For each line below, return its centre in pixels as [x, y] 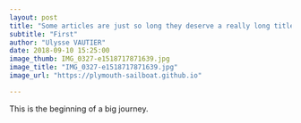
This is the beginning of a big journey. [79, 109]
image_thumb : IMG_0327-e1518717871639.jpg [90, 59]
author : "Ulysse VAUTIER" [57, 42]
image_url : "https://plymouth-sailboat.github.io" [106, 76]
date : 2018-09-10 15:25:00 [60, 51]
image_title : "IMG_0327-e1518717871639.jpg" [94, 68]
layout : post [34, 17]
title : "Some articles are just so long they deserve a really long [140, 26]
